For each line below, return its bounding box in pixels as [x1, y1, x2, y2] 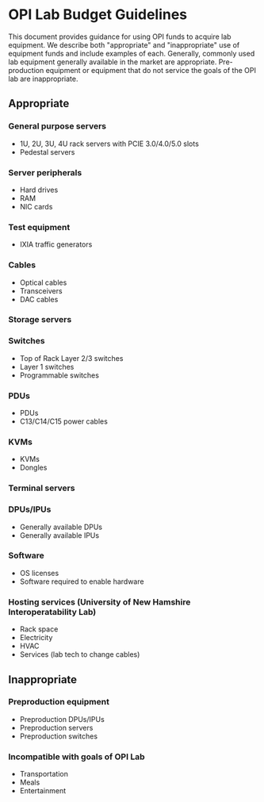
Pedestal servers [19, 147, 75, 156]
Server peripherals [8, 167, 82, 178]
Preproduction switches [19, 731, 98, 741]
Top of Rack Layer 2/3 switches [19, 353, 124, 363]
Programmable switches [19, 370, 99, 380]
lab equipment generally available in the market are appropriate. [8, 57, 217, 67]
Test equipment [8, 221, 71, 232]
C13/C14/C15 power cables [19, 416, 109, 426]
